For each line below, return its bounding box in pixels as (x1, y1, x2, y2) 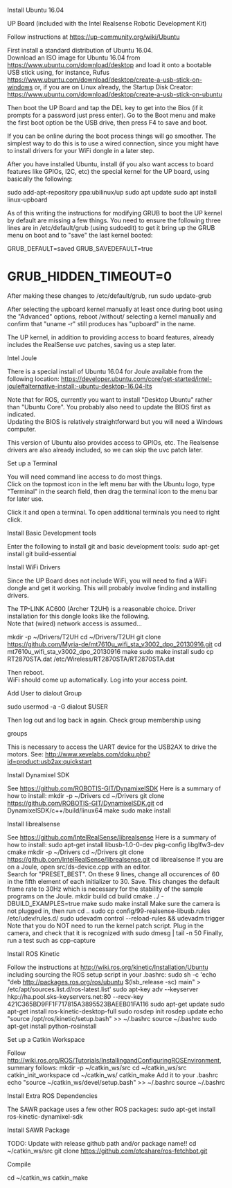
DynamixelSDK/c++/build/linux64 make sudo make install (7, 806, 171, 815)
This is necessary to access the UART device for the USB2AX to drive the (7, 743, 217, 751)
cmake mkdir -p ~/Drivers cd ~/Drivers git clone (7, 848, 144, 856)
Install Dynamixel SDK (7, 770, 70, 779)
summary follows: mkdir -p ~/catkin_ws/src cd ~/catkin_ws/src (7, 1063, 187, 1072)
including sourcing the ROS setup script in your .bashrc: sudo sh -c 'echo (7, 970, 217, 979)
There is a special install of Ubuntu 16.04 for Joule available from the (7, 367, 203, 375)
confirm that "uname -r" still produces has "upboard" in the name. (7, 319, 196, 328)
